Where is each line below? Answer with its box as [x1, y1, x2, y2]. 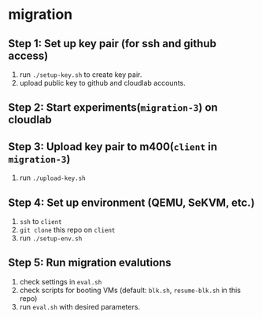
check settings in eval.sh [19, 277, 102, 286]
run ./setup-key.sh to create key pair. [19, 70, 142, 79]
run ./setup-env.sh [19, 233, 83, 243]
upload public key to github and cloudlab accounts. [19, 79, 186, 87]
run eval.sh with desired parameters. [19, 302, 140, 311]
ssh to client [19, 217, 62, 226]
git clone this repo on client [19, 225, 116, 235]
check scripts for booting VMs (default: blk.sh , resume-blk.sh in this [19, 285, 242, 295]
